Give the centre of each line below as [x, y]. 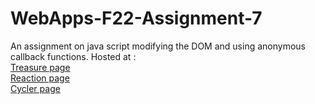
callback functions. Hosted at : [73, 56]
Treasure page [40, 67]
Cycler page [35, 88]
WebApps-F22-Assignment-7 [136, 18]
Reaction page [40, 78]
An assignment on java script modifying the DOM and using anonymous [158, 46]
